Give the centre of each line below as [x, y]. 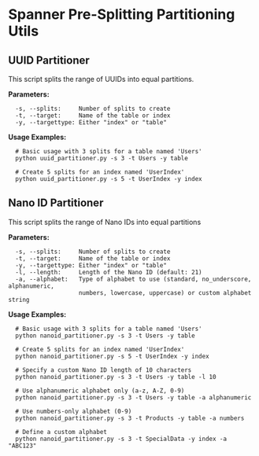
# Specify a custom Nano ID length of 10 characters [104, 370]
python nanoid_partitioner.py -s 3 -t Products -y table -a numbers [130, 418]
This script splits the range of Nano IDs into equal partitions [105, 222]
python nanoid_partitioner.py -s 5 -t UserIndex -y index [113, 356]
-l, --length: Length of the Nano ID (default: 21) [109, 272]
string [19, 300]
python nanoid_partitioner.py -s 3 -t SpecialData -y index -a [121, 439]
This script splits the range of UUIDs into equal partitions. [101, 79]
